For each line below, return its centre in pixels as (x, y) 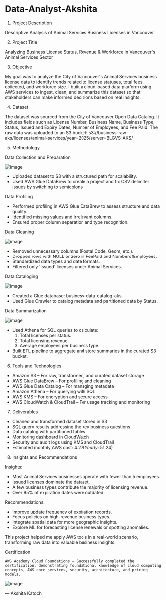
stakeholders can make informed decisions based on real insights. (73, 97)
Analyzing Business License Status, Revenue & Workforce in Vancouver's (80, 52)
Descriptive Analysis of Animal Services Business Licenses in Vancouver (80, 32)
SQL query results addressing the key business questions (71, 427)
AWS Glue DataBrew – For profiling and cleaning (62, 381)
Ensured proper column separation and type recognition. (70, 222)
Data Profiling (19, 196)
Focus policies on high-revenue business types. (61, 517)
